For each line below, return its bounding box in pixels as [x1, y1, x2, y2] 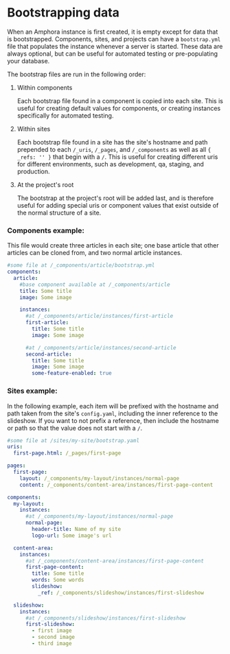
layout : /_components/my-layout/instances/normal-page [19, 475, 180, 482]
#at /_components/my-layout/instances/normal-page [25, 513, 174, 520]
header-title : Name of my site [32, 526, 122, 533]
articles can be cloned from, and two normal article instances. [7, 249, 183, 257]
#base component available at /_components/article [19, 281, 170, 288]
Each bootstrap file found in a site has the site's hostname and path [16, 138, 208, 146]
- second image [32, 634, 76, 641]
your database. [7, 56, 50, 65]
